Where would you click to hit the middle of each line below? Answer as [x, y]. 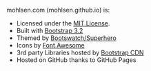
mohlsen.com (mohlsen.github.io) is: [58, 10]
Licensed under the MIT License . [63, 23]
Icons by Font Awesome [50, 45]
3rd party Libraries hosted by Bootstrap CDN [80, 52]
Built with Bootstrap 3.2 [50, 31]
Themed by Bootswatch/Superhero [66, 38]
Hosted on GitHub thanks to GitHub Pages [76, 60]
